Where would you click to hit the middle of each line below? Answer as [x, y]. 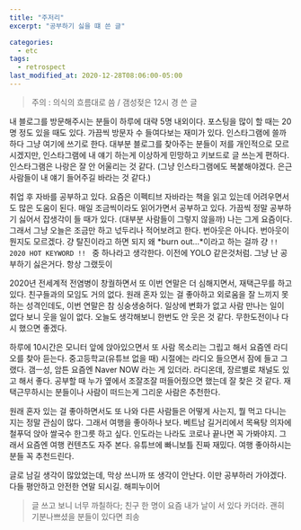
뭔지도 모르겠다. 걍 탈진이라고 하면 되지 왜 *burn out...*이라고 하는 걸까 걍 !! [144, 241]
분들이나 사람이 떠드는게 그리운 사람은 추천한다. [138, 392]
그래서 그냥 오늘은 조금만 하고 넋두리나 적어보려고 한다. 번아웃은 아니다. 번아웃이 [150, 230]
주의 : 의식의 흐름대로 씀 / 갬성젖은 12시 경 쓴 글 [114, 102]
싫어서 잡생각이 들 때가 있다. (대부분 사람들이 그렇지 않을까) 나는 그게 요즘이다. [155, 219]
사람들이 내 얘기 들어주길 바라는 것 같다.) [80, 177]
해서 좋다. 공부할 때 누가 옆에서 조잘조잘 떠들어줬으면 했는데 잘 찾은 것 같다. [150, 380]
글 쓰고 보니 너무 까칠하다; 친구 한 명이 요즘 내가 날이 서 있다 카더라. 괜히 [158, 505]
